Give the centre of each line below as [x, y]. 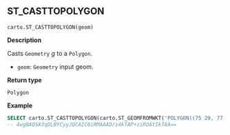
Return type [25, 80]
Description [24, 40]
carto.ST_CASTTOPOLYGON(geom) [51, 27]
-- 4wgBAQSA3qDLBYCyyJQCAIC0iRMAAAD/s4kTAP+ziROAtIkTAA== [92, 124]
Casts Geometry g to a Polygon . [50, 53]
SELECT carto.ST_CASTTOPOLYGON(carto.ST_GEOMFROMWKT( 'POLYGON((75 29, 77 [115, 118]
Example [20, 105]
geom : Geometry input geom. [55, 66]
